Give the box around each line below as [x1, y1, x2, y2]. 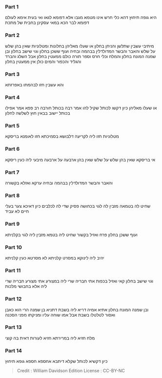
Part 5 [5, 122, 20, 129]
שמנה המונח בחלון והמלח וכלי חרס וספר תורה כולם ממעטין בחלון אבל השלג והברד [5, 53, 156, 59]
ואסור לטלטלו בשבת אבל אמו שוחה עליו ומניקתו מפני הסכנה [5, 312, 116, 318]
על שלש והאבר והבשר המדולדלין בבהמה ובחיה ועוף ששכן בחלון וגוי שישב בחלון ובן [5, 48, 156, 54]
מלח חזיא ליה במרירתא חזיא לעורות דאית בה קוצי [5, 335, 95, 341]
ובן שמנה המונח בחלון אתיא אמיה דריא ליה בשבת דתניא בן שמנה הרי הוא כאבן [5, 306, 149, 313]
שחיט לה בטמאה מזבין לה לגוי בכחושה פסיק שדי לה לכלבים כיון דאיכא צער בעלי [5, 203, 151, 209]
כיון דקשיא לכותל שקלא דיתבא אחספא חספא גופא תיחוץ [5, 358, 108, 364]
